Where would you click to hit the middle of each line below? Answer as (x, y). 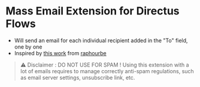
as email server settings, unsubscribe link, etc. (78, 77)
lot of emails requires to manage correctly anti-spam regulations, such (107, 71)
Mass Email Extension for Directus (93, 11)
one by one (28, 47)
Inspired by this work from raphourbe (60, 53)
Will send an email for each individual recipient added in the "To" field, (101, 40)
